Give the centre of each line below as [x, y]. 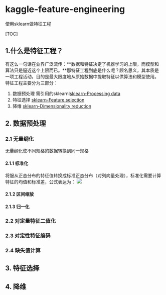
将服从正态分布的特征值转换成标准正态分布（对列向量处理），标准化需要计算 [83, 175]
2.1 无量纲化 [20, 139]
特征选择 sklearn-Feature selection [48, 100]
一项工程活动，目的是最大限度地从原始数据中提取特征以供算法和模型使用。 [82, 76]
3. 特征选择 [22, 268]
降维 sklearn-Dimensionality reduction [52, 106]
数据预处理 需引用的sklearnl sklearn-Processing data [66, 93]
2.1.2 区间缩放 [20, 194]
